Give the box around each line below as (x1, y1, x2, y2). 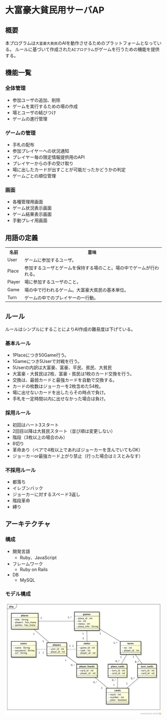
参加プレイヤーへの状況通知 (12, 148, 70, 154)
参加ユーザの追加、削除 (12, 97, 61, 103)
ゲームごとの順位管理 (12, 173, 56, 179)
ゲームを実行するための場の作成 (12, 103, 78, 109)
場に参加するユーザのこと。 (24, 279, 81, 285)
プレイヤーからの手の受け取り (12, 160, 74, 166)
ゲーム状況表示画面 (12, 205, 52, 211)
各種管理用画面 (12, 199, 43, 205)
